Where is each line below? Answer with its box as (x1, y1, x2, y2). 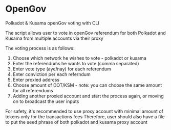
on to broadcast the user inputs (12, 98, 79, 105)
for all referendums (12, 87, 53, 93)
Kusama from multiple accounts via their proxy (5, 35, 103, 41)
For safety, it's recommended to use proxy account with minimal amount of (5, 108, 164, 114)
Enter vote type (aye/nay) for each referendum (12, 66, 112, 72)
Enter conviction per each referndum (12, 71, 91, 77)
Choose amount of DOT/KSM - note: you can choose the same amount (12, 82, 162, 88)
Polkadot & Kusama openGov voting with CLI (5, 20, 100, 26)
